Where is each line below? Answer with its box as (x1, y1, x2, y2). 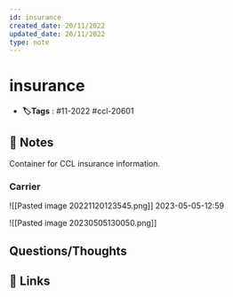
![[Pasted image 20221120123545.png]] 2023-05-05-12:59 (9, 200, 225, 211)
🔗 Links (9, 274, 51, 289)
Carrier (9, 180, 41, 192)
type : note (9, 37, 50, 47)
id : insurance (9, 12, 62, 22)
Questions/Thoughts (9, 243, 127, 258)
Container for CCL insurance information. (9, 159, 161, 168)
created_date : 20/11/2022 (9, 21, 105, 30)
